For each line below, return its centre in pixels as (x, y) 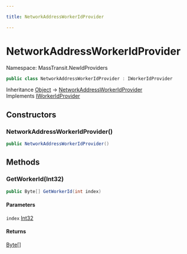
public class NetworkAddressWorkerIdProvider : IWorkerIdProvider (89, 78)
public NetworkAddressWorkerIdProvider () (58, 144)
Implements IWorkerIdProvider (43, 96)
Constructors (31, 115)
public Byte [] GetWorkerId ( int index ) (54, 191)
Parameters (21, 205)
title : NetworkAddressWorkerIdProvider (55, 17)
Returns (16, 232)
